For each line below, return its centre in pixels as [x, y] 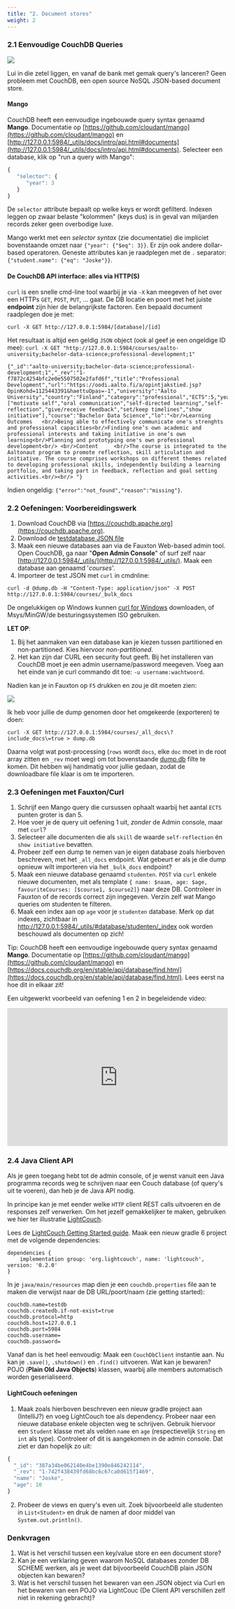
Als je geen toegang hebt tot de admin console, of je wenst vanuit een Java [116, 1176]
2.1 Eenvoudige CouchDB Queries [65, 45]
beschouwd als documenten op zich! [71, 934]
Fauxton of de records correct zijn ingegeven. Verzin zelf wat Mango [116, 897]
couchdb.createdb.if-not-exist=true [60, 1311]
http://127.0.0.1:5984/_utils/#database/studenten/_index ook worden [115, 927]
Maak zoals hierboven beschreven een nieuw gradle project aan [110, 1408]
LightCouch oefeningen [42, 1393]
